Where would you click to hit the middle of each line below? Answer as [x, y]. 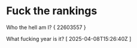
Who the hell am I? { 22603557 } [46, 27]
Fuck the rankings [52, 11]
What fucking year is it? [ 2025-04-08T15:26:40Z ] [69, 39]
